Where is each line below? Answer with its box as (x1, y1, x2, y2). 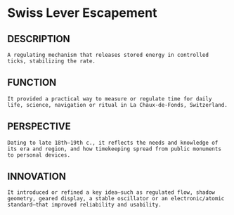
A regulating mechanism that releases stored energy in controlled (7, 51, 209, 58)
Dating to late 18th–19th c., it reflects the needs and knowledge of (7, 139, 219, 146)
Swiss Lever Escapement (7, 5, 157, 21)
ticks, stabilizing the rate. (7, 58, 96, 65)
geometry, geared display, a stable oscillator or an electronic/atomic (7, 195, 225, 202)
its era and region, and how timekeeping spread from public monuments (7, 145, 221, 152)
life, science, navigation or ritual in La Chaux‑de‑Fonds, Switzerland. (7, 101, 228, 108)
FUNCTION (7, 77, 57, 89)
